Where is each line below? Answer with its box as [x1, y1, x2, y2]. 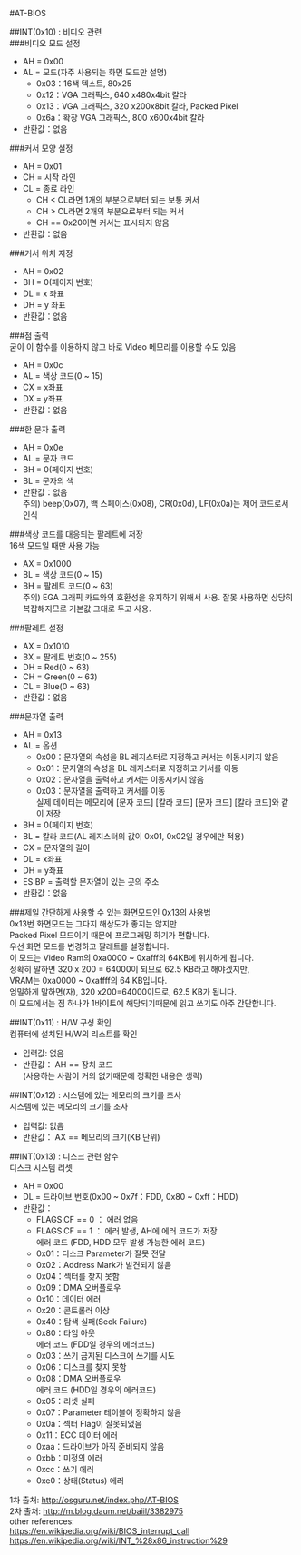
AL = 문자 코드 [22, 453, 74, 463]
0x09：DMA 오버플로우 [35, 1283, 121, 1293]
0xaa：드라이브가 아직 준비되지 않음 [35, 1441, 165, 1451]
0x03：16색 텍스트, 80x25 [35, 78, 132, 89]
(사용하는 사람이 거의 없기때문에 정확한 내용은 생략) [22, 1071, 203, 1081]
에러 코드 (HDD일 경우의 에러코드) [35, 1384, 157, 1395]
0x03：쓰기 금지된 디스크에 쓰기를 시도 [35, 1351, 175, 1361]
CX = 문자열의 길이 [22, 842, 91, 853]
